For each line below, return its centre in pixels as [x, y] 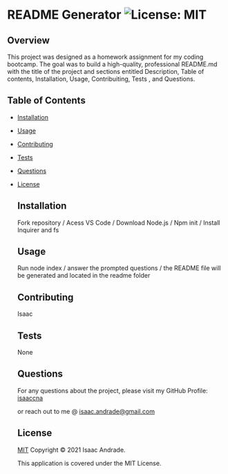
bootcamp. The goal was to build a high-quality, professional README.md [112, 64]
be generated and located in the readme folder [84, 276]
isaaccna [30, 398]
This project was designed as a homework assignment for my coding [105, 57]
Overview [29, 40]
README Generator [64, 15]
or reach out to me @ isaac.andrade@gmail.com [86, 411]
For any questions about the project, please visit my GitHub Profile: [113, 390]
